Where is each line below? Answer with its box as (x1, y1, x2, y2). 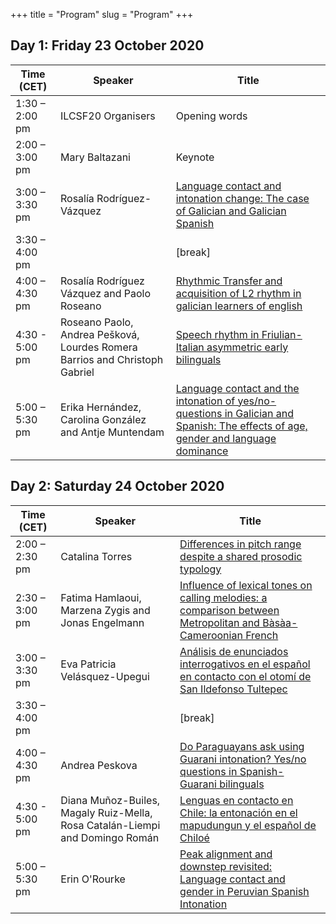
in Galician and (224, 406, 295, 420)
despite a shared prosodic (179, 549, 303, 563)
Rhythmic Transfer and (175, 274, 283, 288)
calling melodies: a (179, 590, 268, 604)
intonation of (175, 394, 236, 408)
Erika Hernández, (59, 400, 142, 414)
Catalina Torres (60, 549, 133, 563)
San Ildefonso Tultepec (179, 682, 288, 696)
